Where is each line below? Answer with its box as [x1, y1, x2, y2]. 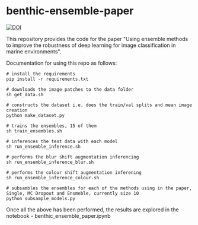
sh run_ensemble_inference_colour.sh [6, 175, 100, 180]
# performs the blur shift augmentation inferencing [6, 154, 139, 160]
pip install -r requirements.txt [6, 76, 89, 82]
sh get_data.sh [6, 91, 44, 97]
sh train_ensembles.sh [6, 128, 62, 134]
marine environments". [6, 47, 62, 55]
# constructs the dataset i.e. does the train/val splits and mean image [6, 102, 193, 108]
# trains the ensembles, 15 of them [6, 123, 97, 129]
